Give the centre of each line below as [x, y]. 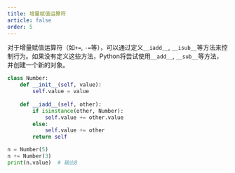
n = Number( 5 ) [28, 150]
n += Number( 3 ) [29, 156]
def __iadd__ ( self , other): [61, 104]
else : [41, 124]
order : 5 [20, 27]
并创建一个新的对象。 [38, 65]
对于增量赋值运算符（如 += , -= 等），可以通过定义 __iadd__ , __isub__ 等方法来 [115, 48]
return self [50, 137]
